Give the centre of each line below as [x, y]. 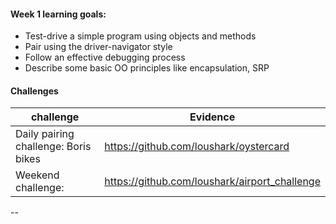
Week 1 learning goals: [58, 14]
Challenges [34, 91]
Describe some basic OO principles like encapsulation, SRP [147, 68]
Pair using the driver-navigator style [98, 47]
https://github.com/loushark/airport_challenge [212, 182]
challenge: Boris [53, 147]
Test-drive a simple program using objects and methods [140, 36]
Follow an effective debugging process [105, 57]
